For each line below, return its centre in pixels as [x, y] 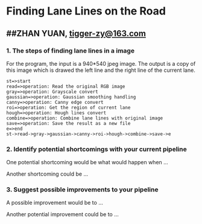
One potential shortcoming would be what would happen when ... [87, 162]
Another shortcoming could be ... [47, 174]
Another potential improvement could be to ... [63, 214]
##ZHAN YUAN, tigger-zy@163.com [76, 34]
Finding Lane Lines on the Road [86, 11]
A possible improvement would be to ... [55, 203]
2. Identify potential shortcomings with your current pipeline [96, 149]
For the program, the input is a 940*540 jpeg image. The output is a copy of [101, 63]
